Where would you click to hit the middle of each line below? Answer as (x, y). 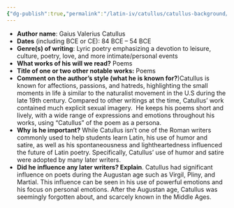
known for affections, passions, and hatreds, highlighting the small (112, 85)
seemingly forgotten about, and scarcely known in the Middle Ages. (114, 197)
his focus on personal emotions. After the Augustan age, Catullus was (117, 189)
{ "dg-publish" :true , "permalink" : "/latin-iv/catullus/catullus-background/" (119, 14)
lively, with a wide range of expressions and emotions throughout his (116, 115)
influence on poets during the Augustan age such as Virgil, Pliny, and (116, 174)
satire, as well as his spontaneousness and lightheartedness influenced (119, 144)
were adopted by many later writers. (69, 159)
